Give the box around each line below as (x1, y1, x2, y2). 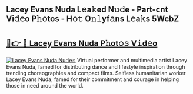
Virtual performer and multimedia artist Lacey (77, 57, 187, 63)
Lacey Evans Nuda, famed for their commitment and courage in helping (6, 76, 179, 83)
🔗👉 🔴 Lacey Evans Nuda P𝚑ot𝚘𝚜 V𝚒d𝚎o (6, 38, 158, 48)
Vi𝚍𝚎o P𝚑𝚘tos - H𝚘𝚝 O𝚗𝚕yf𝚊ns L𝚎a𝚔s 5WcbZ (6, 14, 179, 24)
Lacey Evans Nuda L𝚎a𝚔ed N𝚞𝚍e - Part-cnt (6, 5, 168, 15)
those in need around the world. (6, 82, 84, 89)
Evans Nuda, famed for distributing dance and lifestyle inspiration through (6, 63, 185, 70)
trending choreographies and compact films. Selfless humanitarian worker (6, 70, 187, 76)
